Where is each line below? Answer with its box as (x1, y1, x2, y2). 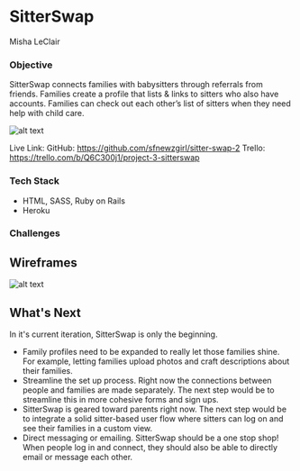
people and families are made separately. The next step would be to (22, 385, 275, 395)
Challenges (9, 227, 60, 240)
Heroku (22, 204, 50, 215)
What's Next (9, 304, 81, 321)
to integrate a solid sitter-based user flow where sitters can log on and (22, 413, 284, 424)
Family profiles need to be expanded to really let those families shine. (22, 347, 280, 358)
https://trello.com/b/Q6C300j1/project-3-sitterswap (9, 152, 200, 163)
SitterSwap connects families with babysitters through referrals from (9, 79, 263, 90)
